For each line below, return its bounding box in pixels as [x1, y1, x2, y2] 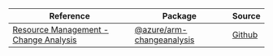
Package [162, 11, 197, 21]
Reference [49, 11, 91, 21]
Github [232, 29, 258, 40]
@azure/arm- [134, 24, 188, 35]
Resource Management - [12, 24, 110, 35]
